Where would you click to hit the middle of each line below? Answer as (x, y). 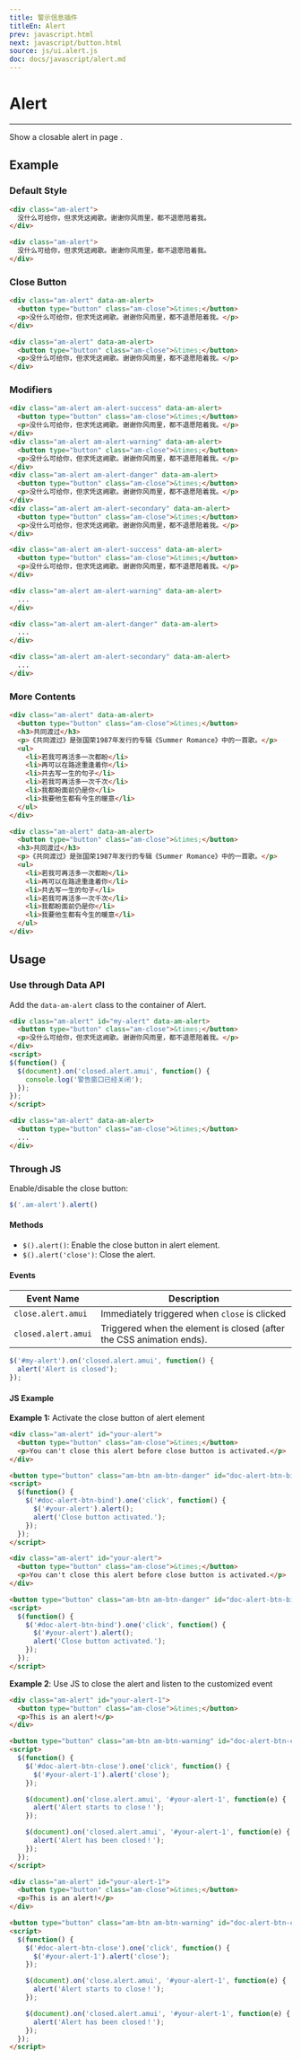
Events (22, 1275)
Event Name (53, 1299)
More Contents (43, 697)
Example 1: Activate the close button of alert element (107, 1418)
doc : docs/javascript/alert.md (68, 59)
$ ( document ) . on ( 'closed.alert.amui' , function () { (114, 1071)
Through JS (35, 1169)
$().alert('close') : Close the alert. (89, 1255)
